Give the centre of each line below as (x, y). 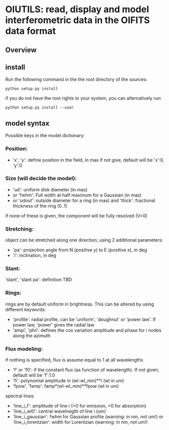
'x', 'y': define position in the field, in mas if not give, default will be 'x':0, (88, 160)
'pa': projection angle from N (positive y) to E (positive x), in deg (80, 250)
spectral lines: (20, 396)
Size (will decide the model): (41, 179)
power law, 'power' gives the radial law (53, 324)
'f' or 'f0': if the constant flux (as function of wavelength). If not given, (86, 370)
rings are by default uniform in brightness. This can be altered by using (80, 304)
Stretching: (20, 229)
